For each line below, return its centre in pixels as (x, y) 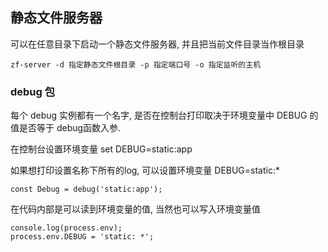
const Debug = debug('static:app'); (86, 189)
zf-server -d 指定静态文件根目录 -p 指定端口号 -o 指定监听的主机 (136, 64)
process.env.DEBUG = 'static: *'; (82, 237)
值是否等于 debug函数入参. (66, 128)
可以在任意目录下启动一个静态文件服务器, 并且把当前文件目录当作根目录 (157, 44)
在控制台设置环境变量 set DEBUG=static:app (101, 149)
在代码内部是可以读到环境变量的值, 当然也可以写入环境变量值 (135, 209)
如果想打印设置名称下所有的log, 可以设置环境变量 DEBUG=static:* (145, 170)
